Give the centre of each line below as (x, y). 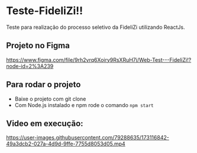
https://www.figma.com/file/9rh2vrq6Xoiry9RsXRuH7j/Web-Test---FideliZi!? (99, 59)
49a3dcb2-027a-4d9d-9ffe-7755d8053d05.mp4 (66, 144)
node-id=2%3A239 (30, 66)
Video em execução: (45, 123)
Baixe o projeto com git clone (50, 99)
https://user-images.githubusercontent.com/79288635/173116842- (88, 138)
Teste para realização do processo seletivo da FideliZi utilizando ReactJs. (96, 27)
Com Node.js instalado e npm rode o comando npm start (84, 105)
